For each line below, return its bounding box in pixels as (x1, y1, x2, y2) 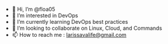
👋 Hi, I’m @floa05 (11, 6, 55, 12)
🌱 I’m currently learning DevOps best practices (11, 18, 128, 25)
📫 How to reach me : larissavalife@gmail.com (11, 32, 126, 38)
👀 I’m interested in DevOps (11, 12, 78, 19)
